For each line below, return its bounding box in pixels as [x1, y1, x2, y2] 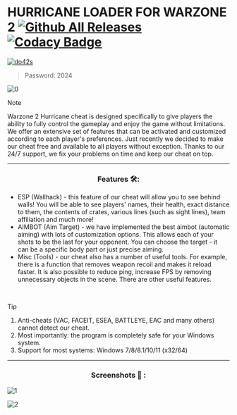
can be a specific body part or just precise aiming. [17, 245, 164, 254]
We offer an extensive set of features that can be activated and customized [7, 127, 226, 135]
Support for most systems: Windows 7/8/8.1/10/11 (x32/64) [17, 346, 188, 354]
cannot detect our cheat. [17, 323, 90, 332]
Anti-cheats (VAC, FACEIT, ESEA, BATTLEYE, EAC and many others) [17, 316, 215, 325]
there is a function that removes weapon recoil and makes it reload [17, 260, 212, 268]
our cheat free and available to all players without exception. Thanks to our [7, 142, 224, 150]
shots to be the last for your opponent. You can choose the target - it [17, 237, 218, 247]
